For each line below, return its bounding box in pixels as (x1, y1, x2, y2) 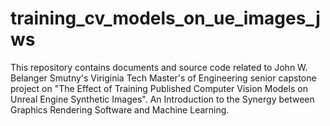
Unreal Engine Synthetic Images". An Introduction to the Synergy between (10, 93, 315, 105)
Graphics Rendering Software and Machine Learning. (10, 103, 230, 116)
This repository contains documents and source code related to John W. (10, 61, 308, 73)
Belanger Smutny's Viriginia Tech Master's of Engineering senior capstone (10, 72, 317, 84)
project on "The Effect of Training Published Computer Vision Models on (10, 82, 308, 94)
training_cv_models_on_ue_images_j (10, 7, 321, 30)
